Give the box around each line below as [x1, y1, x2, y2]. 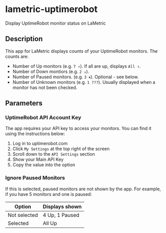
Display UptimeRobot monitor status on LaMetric [5, 20, 106, 26]
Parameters [5, 99, 43, 107]
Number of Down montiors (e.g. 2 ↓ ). [12, 68, 90, 74]
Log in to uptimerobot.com [12, 141, 68, 147]
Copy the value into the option [12, 162, 75, 168]
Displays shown [42, 203, 82, 210]
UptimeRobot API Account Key [5, 114, 81, 121]
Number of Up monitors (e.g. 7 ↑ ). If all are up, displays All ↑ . [12, 63, 141, 69]
